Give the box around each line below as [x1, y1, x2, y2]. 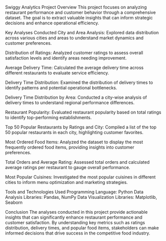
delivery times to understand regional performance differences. [5, 100, 135, 106]
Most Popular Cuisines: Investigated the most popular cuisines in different [5, 174, 156, 180]
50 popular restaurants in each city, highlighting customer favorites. [5, 129, 144, 135]
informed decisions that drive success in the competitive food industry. [5, 230, 150, 236]
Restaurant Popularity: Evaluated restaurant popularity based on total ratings [5, 109, 162, 115]
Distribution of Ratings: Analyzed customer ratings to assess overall [5, 50, 144, 56]
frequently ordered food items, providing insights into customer [5, 144, 135, 150]
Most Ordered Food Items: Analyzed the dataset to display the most [5, 139, 143, 145]
